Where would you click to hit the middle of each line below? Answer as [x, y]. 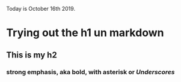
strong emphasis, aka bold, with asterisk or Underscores [91, 72]
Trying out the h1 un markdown [85, 33]
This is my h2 [32, 55]
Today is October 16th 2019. [41, 9]
